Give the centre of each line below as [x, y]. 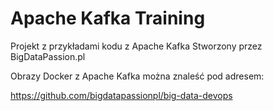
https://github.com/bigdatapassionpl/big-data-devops [121, 95]
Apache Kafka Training [108, 18]
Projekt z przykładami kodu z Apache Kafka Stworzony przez [136, 46]
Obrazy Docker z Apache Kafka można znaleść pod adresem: [137, 76]
